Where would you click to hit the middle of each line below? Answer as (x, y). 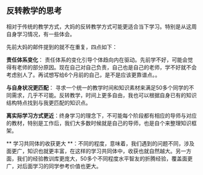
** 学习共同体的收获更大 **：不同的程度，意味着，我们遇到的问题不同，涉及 (100, 143)
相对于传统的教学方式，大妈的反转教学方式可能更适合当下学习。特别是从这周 (101, 27)
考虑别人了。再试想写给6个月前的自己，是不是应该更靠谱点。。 (83, 75)
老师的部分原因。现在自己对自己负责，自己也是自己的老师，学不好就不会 (107, 67)
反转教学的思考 (34, 11)
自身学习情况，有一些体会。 (41, 34)
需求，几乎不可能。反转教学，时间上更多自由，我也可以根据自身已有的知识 (104, 95)
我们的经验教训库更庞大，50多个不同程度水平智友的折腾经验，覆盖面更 (105, 158)
